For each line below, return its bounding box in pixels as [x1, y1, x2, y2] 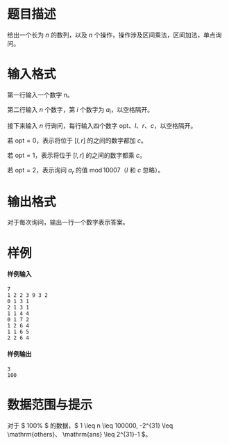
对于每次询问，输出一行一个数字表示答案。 [7, 218, 129, 227]
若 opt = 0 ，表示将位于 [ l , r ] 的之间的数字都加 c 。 [7, 136, 148, 145]
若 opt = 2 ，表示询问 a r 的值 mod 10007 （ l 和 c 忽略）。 [7, 165, 164, 176]
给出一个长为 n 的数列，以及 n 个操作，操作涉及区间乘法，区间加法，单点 [7, 31, 217, 39]
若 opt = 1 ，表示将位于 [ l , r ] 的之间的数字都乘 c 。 [7, 151, 146, 159]
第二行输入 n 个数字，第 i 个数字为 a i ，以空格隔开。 [7, 105, 154, 115]
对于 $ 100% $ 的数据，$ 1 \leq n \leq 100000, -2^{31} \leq [7, 421, 173, 430]
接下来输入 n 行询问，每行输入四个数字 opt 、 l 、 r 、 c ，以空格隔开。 [7, 121, 197, 129]
